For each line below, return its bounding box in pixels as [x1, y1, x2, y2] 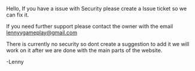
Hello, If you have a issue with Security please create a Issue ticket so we [6, 5, 187, 12]
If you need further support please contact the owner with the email [6, 23, 173, 30]
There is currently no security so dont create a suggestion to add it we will [6, 41, 190, 47]
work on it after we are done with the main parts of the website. [6, 47, 163, 54]
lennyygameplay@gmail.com [6, 29, 78, 36]
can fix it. [6, 11, 29, 18]
